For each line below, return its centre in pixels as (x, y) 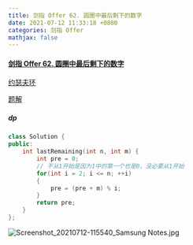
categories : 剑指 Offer (46, 30)
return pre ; (56, 203)
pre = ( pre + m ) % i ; (86, 188)
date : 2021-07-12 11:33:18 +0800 (63, 23)
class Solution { (37, 137)
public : (21, 144)
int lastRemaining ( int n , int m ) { (81, 152)
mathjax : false (33, 37)
